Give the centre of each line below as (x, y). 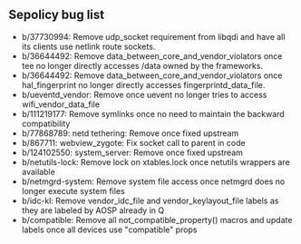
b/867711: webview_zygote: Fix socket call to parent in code (133, 142)
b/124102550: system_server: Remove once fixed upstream (132, 152)
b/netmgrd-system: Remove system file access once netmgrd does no (153, 181)
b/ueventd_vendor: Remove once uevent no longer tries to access (144, 94)
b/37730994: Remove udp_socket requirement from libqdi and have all (153, 36)
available (38, 171)
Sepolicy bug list (57, 15)
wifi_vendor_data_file (61, 104)
